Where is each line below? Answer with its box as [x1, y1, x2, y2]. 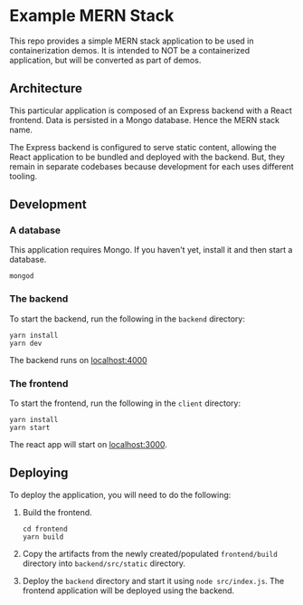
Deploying [9, 466, 69, 481]
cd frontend [22, 524, 68, 533]
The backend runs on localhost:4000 [9, 354, 147, 365]
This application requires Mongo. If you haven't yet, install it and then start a [9, 245, 293, 255]
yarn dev [9, 339, 43, 348]
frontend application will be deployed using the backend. [22, 585, 235, 596]
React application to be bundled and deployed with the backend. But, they [9, 151, 285, 162]
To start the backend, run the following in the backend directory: [9, 313, 246, 324]
